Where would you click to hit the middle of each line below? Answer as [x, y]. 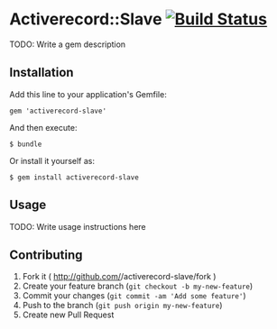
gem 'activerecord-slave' [58, 111]
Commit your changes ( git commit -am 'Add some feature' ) [134, 296]
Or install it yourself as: [52, 160]
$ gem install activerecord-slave [74, 177]
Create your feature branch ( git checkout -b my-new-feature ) [138, 286]
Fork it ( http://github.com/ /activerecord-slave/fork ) [119, 277]
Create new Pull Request [68, 315]
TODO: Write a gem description [68, 44]
